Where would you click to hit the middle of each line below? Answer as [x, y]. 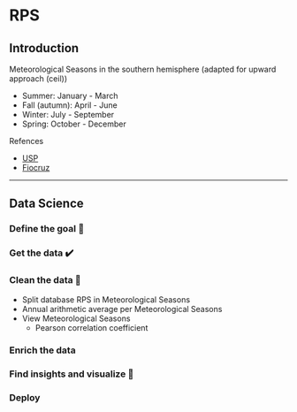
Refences [27, 141]
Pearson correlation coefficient [91, 327]
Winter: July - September [68, 114]
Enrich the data [43, 350]
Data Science [46, 204]
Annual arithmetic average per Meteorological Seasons [122, 309]
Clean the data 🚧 [45, 280]
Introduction [44, 48]
